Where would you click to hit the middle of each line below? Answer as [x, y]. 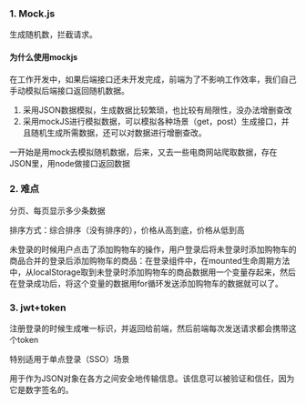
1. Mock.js [32, 14]
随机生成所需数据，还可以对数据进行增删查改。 [118, 132]
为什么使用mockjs [44, 56]
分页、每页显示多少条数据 [57, 210]
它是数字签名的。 [41, 390]
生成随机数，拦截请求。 [53, 35]
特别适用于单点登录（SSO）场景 [70, 359]
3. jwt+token [38, 308]
